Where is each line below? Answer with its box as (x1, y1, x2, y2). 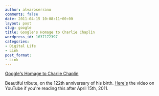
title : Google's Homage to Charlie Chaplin (5, 30, 95, 35)
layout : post (5, 21, 32, 26)
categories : (5, 39, 29, 44)
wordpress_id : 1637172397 (5, 35, 58, 40)
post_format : (5, 52, 32, 58)
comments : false (5, 12, 38, 17)
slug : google (5, 25, 32, 30)
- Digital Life (5, 44, 36, 48)
